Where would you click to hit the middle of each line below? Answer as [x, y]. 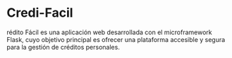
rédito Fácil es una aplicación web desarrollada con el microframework [109, 32]
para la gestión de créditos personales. [63, 47]
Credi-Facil [40, 13]
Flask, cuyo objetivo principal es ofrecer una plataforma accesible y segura [116, 39]
